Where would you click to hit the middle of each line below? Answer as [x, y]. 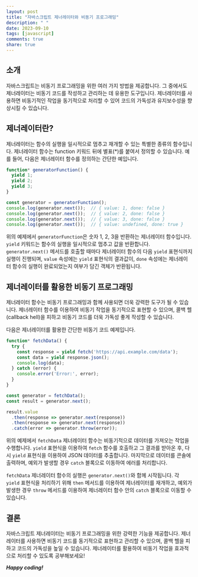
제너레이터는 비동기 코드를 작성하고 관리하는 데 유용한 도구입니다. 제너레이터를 [96, 93]
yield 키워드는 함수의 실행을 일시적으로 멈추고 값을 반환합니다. [78, 244]
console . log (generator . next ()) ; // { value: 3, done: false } [86, 219]
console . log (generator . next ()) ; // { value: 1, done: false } [86, 208]
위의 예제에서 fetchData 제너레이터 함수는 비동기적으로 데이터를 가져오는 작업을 [98, 441]
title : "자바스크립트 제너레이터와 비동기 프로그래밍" [63, 17]
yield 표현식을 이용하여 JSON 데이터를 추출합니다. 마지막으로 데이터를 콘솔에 [101, 455]
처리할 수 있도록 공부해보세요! [51, 556]
